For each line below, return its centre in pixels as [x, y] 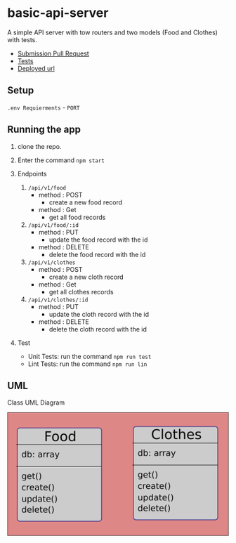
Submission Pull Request [53, 53]
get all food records [77, 217]
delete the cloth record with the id [98, 329]
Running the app [44, 130]
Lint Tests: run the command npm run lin [87, 364]
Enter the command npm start [61, 160]
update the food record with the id [98, 240]
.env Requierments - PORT [44, 107]
